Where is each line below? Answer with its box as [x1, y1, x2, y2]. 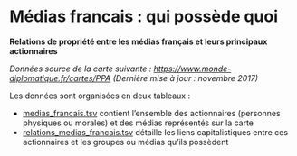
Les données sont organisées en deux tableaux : [9, 90, 191, 101]
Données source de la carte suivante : [9, 63, 152, 74]
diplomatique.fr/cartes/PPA [9, 72, 111, 83]
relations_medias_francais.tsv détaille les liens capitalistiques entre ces [22, 126, 288, 137]
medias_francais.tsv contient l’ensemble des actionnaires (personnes [22, 107, 281, 118]
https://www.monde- [153, 63, 232, 74]
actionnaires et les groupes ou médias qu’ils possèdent [22, 136, 229, 147]
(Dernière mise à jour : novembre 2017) [112, 72, 259, 83]
